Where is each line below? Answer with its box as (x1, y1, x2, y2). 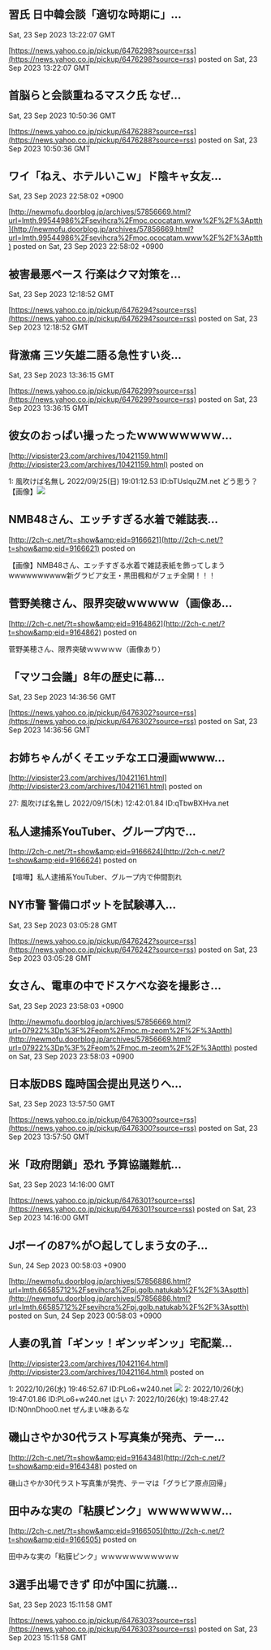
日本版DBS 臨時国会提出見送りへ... (8, 1076, 183, 1090)
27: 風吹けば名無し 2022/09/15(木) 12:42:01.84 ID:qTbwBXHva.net (8, 798, 230, 808)
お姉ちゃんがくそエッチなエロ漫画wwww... (8, 751, 226, 765)
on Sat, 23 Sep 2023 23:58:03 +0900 (8, 1051, 135, 1061)
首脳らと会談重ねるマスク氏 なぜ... (8, 89, 182, 103)
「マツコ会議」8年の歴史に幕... (8, 670, 165, 683)
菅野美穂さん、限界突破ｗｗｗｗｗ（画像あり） (8, 644, 165, 653)
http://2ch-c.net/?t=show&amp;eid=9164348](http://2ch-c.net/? (11, 1452, 226, 1462)
